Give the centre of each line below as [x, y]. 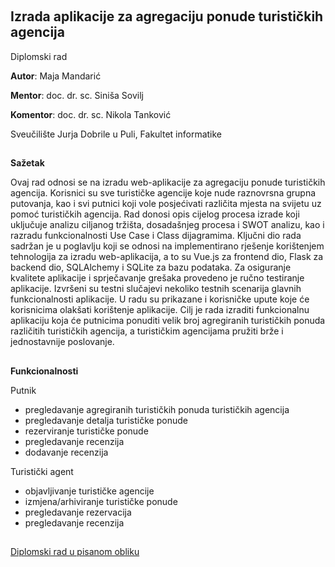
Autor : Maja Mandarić [56, 76]
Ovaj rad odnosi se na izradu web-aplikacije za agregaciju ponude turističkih [168, 182]
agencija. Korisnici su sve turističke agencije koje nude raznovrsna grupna [163, 193]
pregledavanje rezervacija [78, 512]
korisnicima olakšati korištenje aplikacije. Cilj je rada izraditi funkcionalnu [160, 310]
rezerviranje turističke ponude [86, 431]
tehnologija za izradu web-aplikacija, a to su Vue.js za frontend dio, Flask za [167, 257]
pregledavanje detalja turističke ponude [106, 420]
